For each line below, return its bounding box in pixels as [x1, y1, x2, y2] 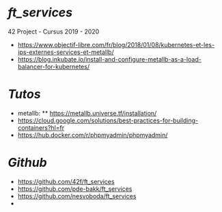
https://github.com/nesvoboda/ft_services [17, 191, 137, 200]
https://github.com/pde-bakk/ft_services [17, 185, 133, 193]
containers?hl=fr [17, 123, 64, 131]
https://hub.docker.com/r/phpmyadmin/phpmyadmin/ [17, 131, 168, 139]
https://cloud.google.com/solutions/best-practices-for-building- [17, 116, 199, 124]
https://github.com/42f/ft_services [17, 177, 115, 185]
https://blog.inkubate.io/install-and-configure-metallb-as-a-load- [17, 55, 202, 63]
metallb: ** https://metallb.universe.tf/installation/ [17, 109, 157, 117]
